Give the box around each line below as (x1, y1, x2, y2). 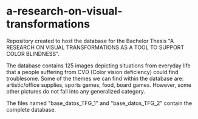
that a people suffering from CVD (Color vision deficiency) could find (6, 68, 179, 75)
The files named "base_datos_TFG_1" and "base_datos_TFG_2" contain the (6, 99, 193, 107)
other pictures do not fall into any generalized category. (6, 87, 146, 95)
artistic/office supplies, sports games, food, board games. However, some (6, 81, 192, 89)
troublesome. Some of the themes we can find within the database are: (6, 75, 184, 82)
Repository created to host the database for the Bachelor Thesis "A (6, 37, 174, 44)
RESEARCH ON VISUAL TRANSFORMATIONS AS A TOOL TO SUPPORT (6, 44, 184, 51)
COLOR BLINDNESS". (6, 50, 60, 57)
